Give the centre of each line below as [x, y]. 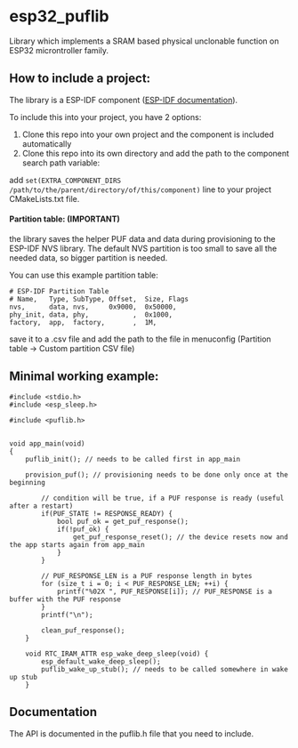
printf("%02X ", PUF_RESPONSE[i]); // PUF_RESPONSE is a [165, 591]
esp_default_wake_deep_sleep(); [101, 661]
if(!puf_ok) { [83, 529]
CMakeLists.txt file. [44, 198]
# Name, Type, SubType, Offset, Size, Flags [99, 299]
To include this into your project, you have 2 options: [105, 117]
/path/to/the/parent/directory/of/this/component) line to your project [141, 189]
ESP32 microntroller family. [59, 50]
